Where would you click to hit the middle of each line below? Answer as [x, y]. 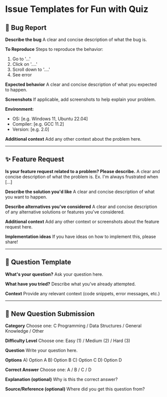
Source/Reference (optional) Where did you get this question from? [75, 389]
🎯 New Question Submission [50, 314]
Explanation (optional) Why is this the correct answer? [61, 380]
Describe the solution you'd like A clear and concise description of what [80, 192]
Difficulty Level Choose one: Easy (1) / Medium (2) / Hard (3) [68, 341]
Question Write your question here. [42, 351]
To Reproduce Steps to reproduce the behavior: [54, 49]
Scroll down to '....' [31, 69]
